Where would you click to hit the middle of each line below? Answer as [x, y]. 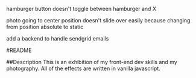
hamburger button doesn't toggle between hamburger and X [81, 9]
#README [19, 50]
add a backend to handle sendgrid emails [58, 38]
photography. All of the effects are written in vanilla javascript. [84, 68]
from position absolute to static [45, 27]
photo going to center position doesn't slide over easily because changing [98, 20]
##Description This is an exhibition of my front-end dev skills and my [92, 62]
